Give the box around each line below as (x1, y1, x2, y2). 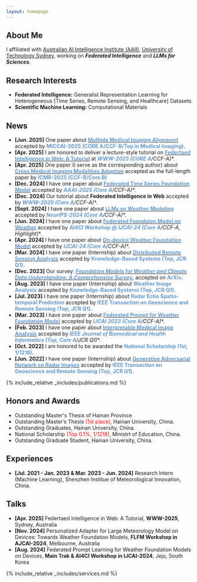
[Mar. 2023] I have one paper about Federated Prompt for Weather (14, 311, 179, 318)
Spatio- (160, 292, 179, 300)
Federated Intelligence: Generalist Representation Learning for (14, 91, 168, 98)
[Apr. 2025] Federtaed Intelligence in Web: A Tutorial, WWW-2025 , (14, 514, 179, 521)
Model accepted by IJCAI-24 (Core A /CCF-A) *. (14, 242, 130, 250)
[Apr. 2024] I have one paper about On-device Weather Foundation (14, 237, 182, 244)
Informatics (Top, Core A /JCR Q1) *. (14, 337, 101, 344)
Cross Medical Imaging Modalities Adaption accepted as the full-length (14, 168, 191, 175)
